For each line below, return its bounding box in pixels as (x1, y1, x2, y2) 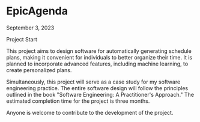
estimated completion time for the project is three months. (6, 97, 150, 105)
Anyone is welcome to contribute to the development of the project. (6, 109, 174, 116)
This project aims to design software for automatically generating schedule (6, 47, 192, 55)
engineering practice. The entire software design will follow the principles (6, 84, 188, 91)
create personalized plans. (6, 66, 72, 73)
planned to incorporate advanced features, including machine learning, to (6, 60, 189, 67)
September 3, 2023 (6, 24, 55, 31)
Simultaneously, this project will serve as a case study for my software (6, 78, 181, 85)
